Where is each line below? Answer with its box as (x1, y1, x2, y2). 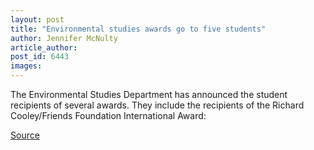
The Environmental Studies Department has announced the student (10, 89, 288, 100)
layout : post (10, 14, 65, 25)
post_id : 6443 (10, 52, 70, 62)
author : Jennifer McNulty (10, 33, 118, 43)
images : (10, 61, 43, 71)
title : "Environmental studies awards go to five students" (10, 24, 267, 34)
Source (10, 129, 40, 141)
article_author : (10, 42, 78, 53)
